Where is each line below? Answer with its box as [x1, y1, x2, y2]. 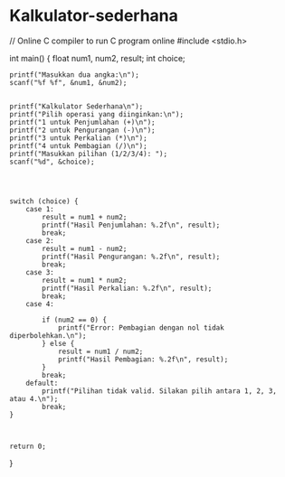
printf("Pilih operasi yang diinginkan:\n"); [9, 109, 184, 118]
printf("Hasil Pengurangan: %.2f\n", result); [42, 252, 221, 261]
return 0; [9, 442, 47, 451]
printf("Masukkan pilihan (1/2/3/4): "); [9, 149, 168, 158]
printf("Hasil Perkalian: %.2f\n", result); [42, 284, 213, 293]
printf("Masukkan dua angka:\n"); [9, 70, 140, 79]
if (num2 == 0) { [42, 315, 107, 324]
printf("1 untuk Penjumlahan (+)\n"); [9, 117, 156, 126]
